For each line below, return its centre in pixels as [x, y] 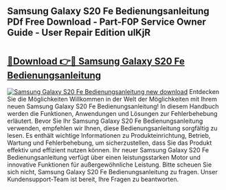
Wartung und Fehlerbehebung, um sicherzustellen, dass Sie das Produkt [110, 143]
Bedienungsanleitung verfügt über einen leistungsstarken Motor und [104, 157]
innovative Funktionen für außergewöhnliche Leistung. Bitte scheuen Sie [110, 165]
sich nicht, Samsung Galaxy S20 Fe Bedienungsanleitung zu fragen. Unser [112, 172]
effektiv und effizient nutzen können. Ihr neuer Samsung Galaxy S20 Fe [108, 150]
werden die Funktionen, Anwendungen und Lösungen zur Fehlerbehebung [112, 114]
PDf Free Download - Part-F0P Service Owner [106, 22]
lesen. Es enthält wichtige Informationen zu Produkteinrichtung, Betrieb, [109, 135]
